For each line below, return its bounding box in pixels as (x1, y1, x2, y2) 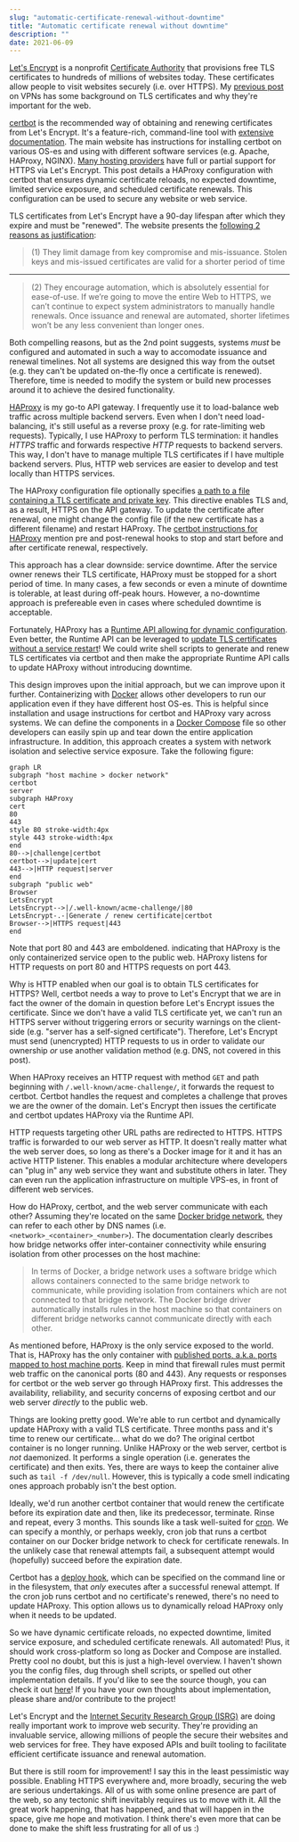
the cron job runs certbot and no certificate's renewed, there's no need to (9, 1591, 279, 1602)
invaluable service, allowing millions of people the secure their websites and (9, 1730, 288, 1740)
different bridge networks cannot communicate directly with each (30, 1313, 272, 1325)
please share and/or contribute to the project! (9, 1694, 176, 1705)
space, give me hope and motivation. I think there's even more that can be (9, 1813, 282, 1824)
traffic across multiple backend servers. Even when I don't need (9, 411, 244, 422)
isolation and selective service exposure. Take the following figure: (9, 746, 254, 756)
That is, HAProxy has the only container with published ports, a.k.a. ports (9, 1350, 278, 1360)
